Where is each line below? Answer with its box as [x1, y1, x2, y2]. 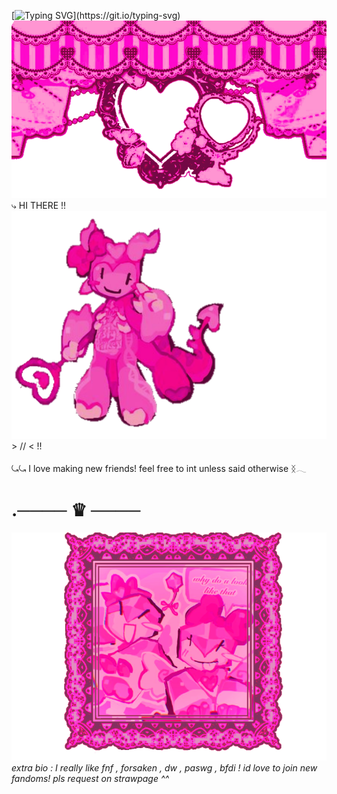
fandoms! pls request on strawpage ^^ [11, 773, 170, 785]
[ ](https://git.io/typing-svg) [11, 10, 181, 21]
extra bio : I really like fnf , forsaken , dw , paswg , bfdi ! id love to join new [11, 762, 318, 774]
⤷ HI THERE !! [11, 199, 67, 211]
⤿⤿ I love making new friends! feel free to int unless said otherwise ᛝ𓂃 [11, 463, 307, 475]
